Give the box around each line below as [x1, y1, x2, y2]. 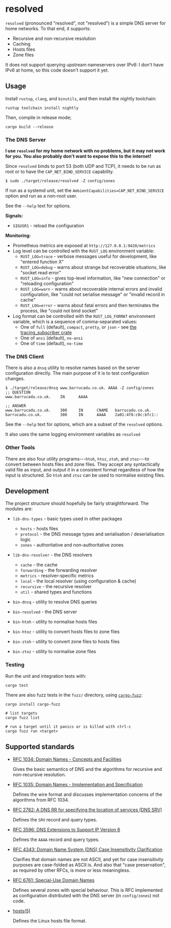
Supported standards [5, 743, 75, 751]
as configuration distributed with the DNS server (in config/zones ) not [12, 892, 160, 898]
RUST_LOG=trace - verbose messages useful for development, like [20, 253, 157, 260]
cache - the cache [20, 562, 58, 568]
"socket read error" [20, 270, 61, 276]
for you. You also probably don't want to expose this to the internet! [5, 153, 152, 159]
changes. [5, 376, 25, 382]
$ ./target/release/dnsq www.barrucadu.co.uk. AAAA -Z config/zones [5, 385, 154, 391]
